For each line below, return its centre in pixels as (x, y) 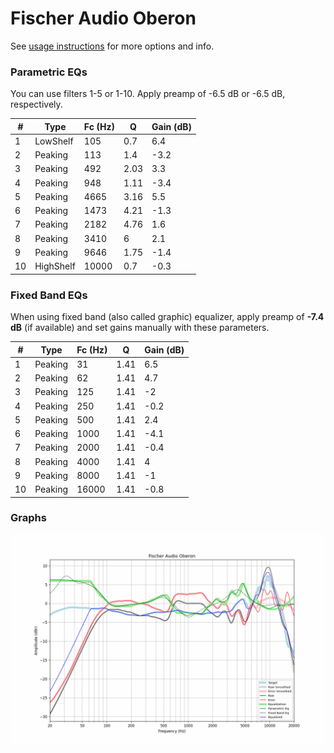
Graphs (28, 518)
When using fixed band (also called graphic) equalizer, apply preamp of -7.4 (167, 317)
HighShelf (55, 266)
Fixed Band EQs (49, 295)
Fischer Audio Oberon (103, 18)
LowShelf (54, 141)
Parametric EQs (49, 72)
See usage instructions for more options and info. (112, 46)
